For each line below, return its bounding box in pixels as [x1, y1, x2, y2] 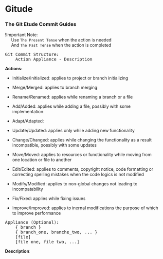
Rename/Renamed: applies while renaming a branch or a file [12, 94, 133, 100]
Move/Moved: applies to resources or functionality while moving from [12, 152, 152, 158]
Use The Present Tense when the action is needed [11, 37, 112, 43]
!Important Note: [5, 32, 38, 38]
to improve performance [12, 210, 61, 216]
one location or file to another [12, 157, 72, 163]
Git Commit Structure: [5, 52, 59, 57]
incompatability [12, 186, 43, 192]
